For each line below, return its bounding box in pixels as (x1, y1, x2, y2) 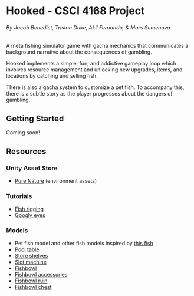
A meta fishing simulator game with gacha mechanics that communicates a (6, 42, 189, 50)
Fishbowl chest (14, 284, 52, 291)
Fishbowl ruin (14, 277, 48, 284)
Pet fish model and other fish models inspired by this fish (14, 240, 153, 247)
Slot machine (14, 258, 47, 266)
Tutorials (6, 192, 32, 200)
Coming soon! (6, 129, 40, 136)
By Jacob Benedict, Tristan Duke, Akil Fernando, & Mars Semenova (6, 24, 170, 31)
